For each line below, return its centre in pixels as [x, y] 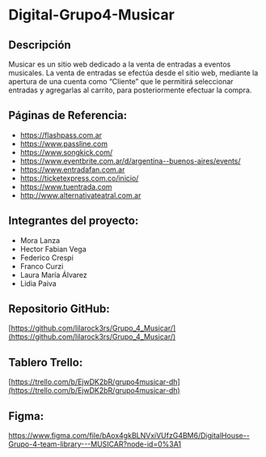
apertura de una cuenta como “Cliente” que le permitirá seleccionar [121, 81]
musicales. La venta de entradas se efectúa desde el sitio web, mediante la [133, 73]
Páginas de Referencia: [68, 115]
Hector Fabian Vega [53, 249]
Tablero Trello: [46, 362]
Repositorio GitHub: [59, 309]
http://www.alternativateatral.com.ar [80, 195]
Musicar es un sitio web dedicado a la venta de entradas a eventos [120, 64]
